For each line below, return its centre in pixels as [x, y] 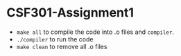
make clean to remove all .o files [62, 46]
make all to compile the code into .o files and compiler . [95, 32]
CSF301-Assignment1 [70, 13]
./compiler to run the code [55, 39]
